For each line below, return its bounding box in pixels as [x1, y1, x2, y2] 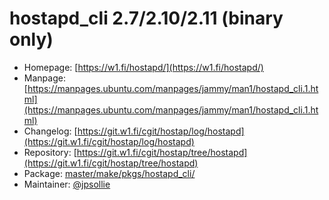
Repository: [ [23, 146, 77, 158]
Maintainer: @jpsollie [23, 178, 111, 190]
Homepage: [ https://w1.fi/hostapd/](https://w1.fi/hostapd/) [23, 61, 264, 73]
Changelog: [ [23, 125, 78, 137]
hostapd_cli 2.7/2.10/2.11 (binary [9, 7, 284, 30]
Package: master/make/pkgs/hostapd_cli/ [23, 167, 196, 179]
